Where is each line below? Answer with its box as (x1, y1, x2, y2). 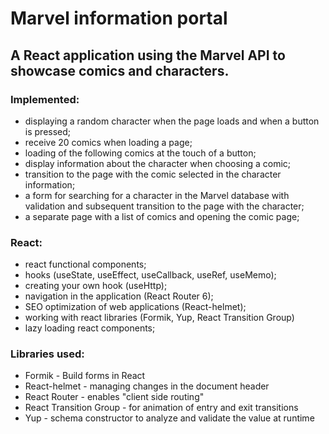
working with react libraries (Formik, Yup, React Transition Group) (24, 312, 295, 324)
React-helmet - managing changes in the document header (24, 380, 270, 392)
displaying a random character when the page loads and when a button (24, 115, 320, 127)
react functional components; (24, 258, 147, 271)
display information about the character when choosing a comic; (24, 157, 292, 169)
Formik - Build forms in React (24, 370, 146, 382)
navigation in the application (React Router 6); (24, 290, 214, 302)
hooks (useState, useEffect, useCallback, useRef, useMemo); (24, 269, 277, 281)
